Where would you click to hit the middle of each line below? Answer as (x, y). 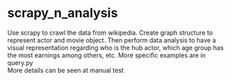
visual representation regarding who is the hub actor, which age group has (115, 47)
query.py (20, 62)
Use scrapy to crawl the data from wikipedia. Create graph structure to (110, 33)
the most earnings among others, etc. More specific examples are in (107, 55)
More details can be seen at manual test (66, 70)
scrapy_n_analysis (63, 13)
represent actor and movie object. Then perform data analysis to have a (112, 40)
